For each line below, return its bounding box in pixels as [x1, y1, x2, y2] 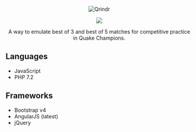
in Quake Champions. [72, 34, 126, 41]
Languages [5, 51, 48, 62]
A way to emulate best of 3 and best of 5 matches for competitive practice [8, 28, 191, 35]
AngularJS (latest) [14, 112, 59, 120]
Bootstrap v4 [14, 107, 46, 114]
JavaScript [14, 67, 41, 74]
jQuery [14, 119, 31, 126]
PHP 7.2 [14, 73, 34, 81]
